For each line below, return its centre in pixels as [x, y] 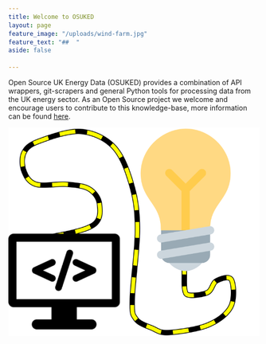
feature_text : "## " [44, 42]
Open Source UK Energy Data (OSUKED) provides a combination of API [125, 82]
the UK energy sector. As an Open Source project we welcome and [118, 99]
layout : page [30, 25]
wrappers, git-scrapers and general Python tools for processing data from [130, 91]
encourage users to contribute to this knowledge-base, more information [128, 108]
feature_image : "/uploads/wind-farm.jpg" [78, 33]
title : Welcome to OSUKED [51, 17]
